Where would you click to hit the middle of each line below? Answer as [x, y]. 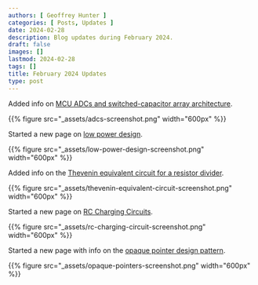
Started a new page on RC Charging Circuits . [80, 211]
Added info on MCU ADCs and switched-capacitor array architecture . [120, 104]
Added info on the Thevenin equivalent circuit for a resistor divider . [116, 173]
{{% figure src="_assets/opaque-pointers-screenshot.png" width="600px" [129, 265]
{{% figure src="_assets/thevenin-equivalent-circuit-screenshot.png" [120, 188]
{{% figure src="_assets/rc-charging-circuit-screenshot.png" [107, 227]
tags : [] [22, 67]
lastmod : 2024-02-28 [42, 60]
